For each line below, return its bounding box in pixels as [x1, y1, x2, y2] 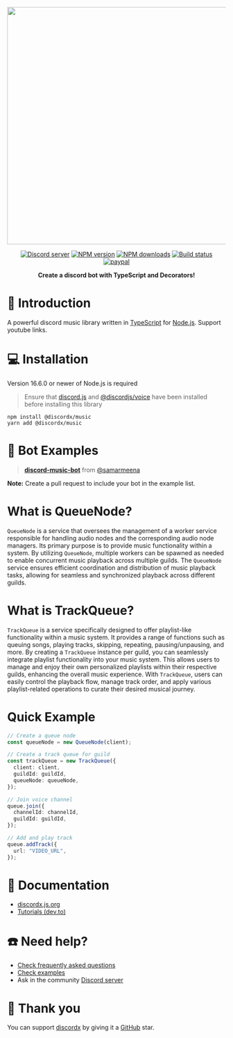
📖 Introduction [7, 296, 92, 311]
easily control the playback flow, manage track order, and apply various [7, 677, 212, 685]
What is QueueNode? [7, 504, 133, 519]
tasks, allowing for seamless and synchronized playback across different [7, 570, 215, 579]
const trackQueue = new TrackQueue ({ [7, 758, 116, 765]
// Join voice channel [7, 796, 73, 803]
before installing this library [24, 400, 103, 408]
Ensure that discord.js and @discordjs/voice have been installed [24, 392, 208, 401]
